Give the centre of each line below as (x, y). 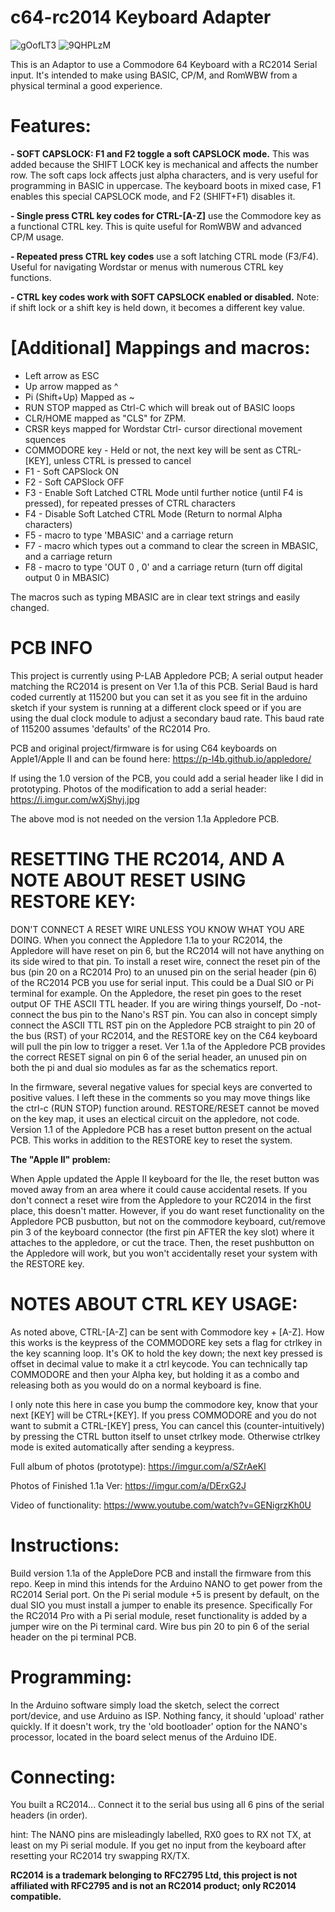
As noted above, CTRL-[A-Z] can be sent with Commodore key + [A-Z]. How (167, 1332)
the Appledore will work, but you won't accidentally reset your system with (164, 1253)
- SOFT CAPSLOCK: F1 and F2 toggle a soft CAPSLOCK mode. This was (160, 153)
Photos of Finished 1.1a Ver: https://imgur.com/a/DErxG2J (128, 1485)
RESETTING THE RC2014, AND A (148, 858)
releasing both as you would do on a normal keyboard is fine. (136, 1385)
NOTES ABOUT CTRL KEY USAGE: (154, 1303)
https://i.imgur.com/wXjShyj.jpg (75, 799)
